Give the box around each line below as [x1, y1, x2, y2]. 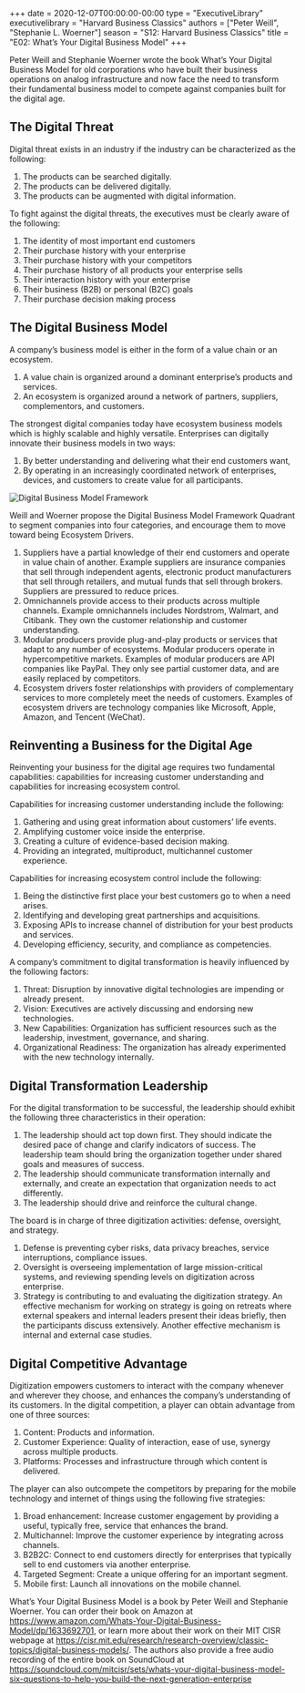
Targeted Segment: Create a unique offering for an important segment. [22, 1569, 289, 1580]
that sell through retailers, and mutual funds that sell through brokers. [22, 576, 283, 587]
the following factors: [9, 966, 89, 978]
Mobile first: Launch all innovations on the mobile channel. [22, 1578, 241, 1589]
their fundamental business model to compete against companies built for [9, 84, 287, 94]
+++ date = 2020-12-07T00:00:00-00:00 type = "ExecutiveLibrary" [9, 8, 264, 18]
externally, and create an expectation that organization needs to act [22, 1178, 277, 1189]
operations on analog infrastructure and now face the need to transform [9, 74, 280, 85]
